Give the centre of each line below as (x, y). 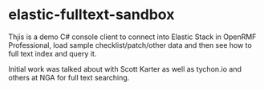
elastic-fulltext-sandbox (91, 15)
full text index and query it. (53, 53)
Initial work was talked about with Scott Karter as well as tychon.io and (125, 68)
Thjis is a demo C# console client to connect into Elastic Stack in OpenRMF (132, 37)
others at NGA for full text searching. (69, 77)
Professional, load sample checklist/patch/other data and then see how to (130, 45)
